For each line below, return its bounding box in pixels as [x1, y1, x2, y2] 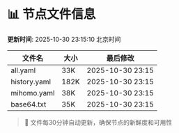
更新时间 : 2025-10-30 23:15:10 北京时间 [7, 35, 121, 43]
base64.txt [10, 99, 47, 109]
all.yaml [10, 65, 36, 75]
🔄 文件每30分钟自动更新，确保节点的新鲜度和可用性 [24, 118, 173, 126]
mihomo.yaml [10, 88, 55, 97]
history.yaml [10, 77, 51, 86]
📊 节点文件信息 [7, 6, 96, 22]
